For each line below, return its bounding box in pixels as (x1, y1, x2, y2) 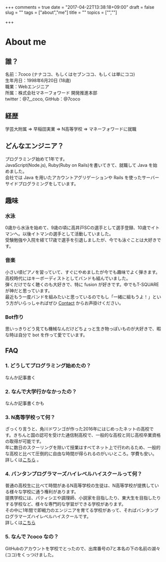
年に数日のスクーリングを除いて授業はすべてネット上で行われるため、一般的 (5, 445, 161, 451)
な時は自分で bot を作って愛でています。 (5, 331, 88, 338)
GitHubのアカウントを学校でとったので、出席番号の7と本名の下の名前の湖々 (5, 545, 161, 551)
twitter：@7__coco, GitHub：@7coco (5, 96, 81, 102)
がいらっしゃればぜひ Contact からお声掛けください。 (13, 300, 124, 306)
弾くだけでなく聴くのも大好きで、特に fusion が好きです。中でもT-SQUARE (5, 281, 160, 287)
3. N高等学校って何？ (5, 414, 55, 421)
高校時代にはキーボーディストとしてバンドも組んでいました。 (5, 275, 131, 281)
